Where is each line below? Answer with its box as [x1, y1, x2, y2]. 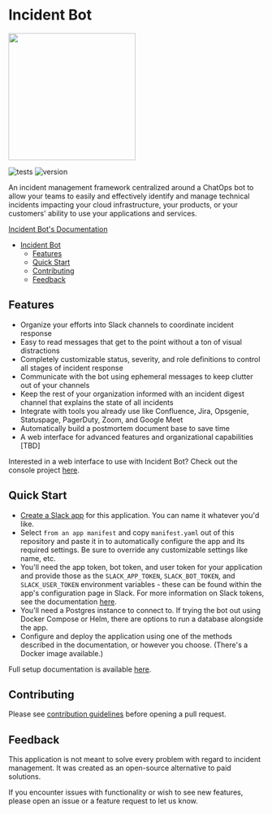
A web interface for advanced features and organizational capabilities [19, 432, 254, 442]
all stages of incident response [19, 363, 123, 372]
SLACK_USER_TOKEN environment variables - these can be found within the [19, 579, 262, 589]
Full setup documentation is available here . [8, 664, 152, 674]
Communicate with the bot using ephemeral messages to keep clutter [19, 372, 253, 381]
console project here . [8, 465, 80, 475]
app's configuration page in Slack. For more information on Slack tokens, [19, 588, 265, 598]
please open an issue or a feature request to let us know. [8, 796, 199, 806]
